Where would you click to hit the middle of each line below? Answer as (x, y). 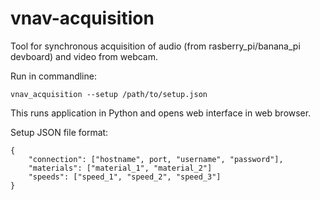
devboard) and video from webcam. (84, 56)
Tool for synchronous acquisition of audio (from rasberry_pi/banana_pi (155, 46)
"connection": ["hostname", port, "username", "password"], (156, 159)
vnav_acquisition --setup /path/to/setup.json (109, 94)
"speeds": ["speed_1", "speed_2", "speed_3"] (125, 177)
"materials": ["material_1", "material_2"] (120, 168)
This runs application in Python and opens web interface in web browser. (161, 113)
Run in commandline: (53, 76)
